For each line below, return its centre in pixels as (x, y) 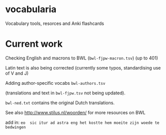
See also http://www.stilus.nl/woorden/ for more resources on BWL (75, 112)
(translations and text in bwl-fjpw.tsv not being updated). (65, 93)
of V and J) (17, 73)
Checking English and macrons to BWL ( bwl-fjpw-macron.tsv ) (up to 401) (82, 58)
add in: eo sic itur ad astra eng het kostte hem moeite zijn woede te (82, 122)
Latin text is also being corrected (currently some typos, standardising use (83, 68)
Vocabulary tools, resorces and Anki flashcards (55, 23)
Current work (34, 44)
